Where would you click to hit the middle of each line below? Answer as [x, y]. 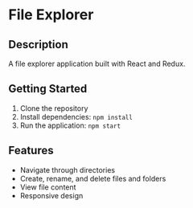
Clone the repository [54, 108]
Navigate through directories [67, 169]
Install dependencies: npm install [76, 116]
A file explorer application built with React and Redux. [97, 63]
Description [38, 45]
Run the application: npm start [70, 125]
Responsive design [51, 195]
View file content [48, 187]
